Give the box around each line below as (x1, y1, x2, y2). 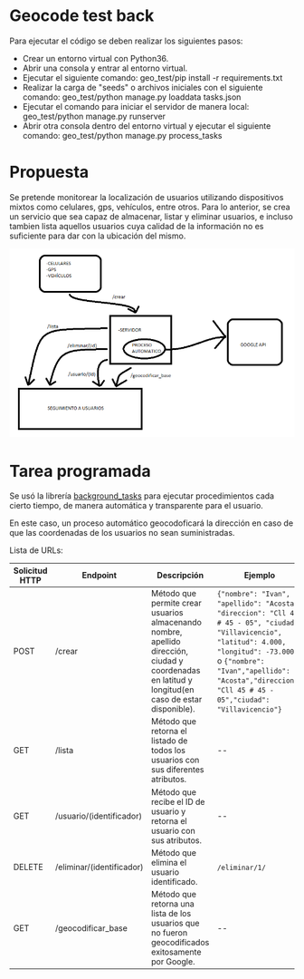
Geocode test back (9, 5, 155, 26)
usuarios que (150, 917, 200, 929)
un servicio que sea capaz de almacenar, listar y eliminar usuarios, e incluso (9, 210, 294, 222)
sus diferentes (150, 764, 204, 775)
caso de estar (150, 694, 203, 705)
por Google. (150, 956, 195, 967)
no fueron (150, 927, 188, 938)
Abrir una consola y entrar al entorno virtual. (22, 63, 188, 73)
